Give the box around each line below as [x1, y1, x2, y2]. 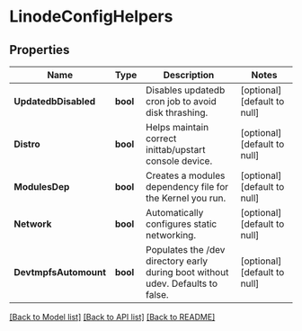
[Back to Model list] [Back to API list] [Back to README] [9, 312, 216, 322]
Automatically [145, 207, 204, 219]
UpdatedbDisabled [13, 95, 96, 107]
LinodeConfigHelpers [9, 6, 173, 27]
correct [145, 132, 177, 145]
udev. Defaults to [145, 277, 218, 290]
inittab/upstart [145, 144, 206, 156]
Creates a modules [145, 169, 226, 182]
